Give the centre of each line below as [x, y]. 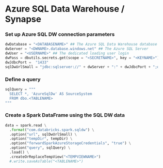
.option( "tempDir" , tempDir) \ [41, 139]
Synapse [23, 19]
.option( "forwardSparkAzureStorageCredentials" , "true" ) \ [70, 143]
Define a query [23, 79]
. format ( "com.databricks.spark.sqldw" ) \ [52, 130]
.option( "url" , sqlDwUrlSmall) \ [43, 134]
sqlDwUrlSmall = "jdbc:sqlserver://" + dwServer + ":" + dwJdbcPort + [78, 67]
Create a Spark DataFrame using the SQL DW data [65, 115]
